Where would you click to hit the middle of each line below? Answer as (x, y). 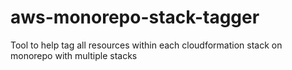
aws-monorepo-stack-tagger (135, 17)
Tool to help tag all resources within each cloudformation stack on (146, 45)
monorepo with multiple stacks (74, 55)
